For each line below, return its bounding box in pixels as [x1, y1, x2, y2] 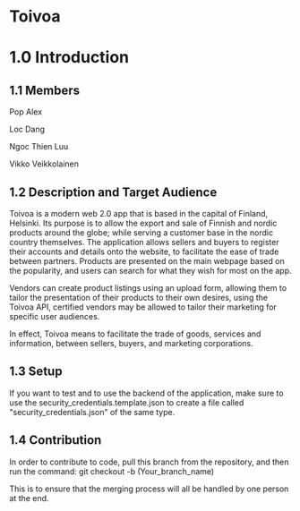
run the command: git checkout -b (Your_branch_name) [9, 465, 215, 476]
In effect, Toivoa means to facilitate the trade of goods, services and [9, 328, 261, 339]
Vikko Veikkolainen [9, 158, 79, 169]
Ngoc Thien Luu [9, 141, 69, 152]
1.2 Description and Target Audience [9, 184, 218, 200]
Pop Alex [9, 106, 43, 117]
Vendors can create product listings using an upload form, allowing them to [9, 283, 287, 293]
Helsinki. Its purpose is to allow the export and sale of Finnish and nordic [9, 217, 278, 228]
